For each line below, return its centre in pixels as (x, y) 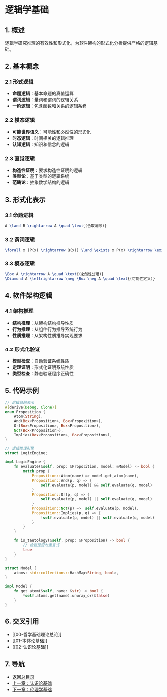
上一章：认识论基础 (32, 683)
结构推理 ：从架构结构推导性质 (43, 323)
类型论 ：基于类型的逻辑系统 (41, 176)
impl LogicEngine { (25, 462)
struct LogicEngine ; (27, 453)
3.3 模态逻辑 (20, 263)
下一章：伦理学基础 (32, 690)
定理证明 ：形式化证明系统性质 (43, 367)
